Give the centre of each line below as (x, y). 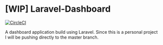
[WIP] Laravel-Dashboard (58, 9)
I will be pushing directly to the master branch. (52, 37)
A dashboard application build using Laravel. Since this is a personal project (81, 32)
